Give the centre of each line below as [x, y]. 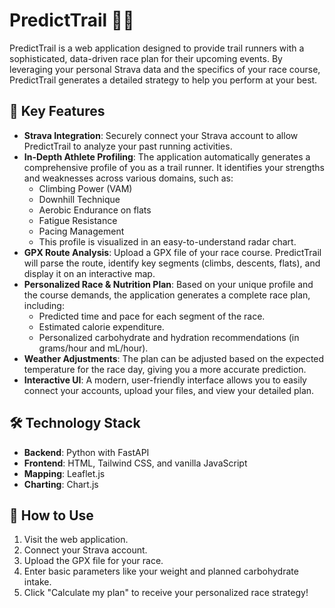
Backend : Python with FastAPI [86, 452]
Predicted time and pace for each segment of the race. [152, 316]
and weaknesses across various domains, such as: [128, 178]
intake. [37, 582]
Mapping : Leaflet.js [64, 473]
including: [44, 305]
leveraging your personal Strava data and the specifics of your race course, [165, 69]
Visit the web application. [76, 540]
